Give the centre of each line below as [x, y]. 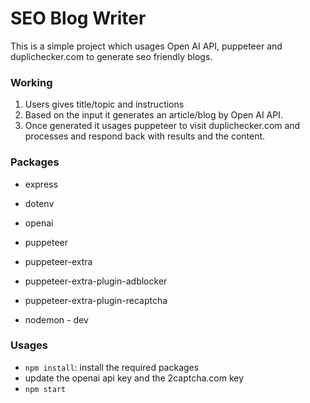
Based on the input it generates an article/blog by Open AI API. [153, 115]
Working [31, 82]
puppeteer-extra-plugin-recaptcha [96, 300]
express [41, 184]
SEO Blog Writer [78, 18]
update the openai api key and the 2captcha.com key [134, 378]
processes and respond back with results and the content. [145, 136]
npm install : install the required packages [112, 367]
